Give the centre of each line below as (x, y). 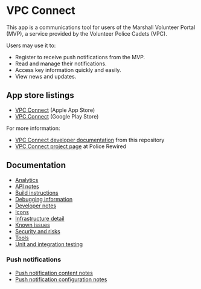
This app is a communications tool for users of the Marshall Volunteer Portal (101, 27)
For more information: (33, 128)
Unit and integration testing (49, 244)
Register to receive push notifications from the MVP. (80, 57)
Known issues (32, 225)
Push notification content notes (54, 273)
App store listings (40, 95)
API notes (27, 186)
